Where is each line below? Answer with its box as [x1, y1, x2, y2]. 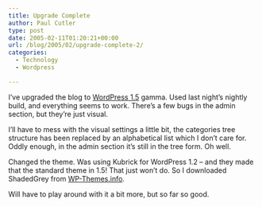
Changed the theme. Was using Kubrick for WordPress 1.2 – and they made [8, 157, 254, 166]
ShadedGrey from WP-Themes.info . [8, 174, 125, 183]
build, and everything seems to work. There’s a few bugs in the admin [8, 100, 236, 110]
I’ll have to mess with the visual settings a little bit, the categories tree [8, 124, 236, 134]
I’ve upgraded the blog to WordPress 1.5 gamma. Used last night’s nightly [8, 92, 248, 102]
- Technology [15, 57, 59, 64]
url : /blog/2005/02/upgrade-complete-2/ [8, 41, 144, 49]
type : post [8, 26, 44, 34]
